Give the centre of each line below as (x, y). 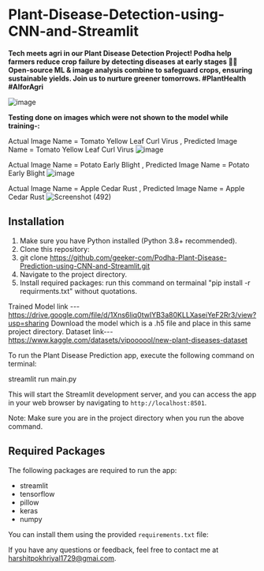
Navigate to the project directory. (73, 274)
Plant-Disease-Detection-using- (116, 15)
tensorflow (37, 494)
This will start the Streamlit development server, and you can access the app (132, 394)
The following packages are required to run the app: (93, 470)
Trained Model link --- (44, 306)
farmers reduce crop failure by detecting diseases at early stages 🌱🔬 (123, 62)
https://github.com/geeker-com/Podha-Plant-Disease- (138, 257)
